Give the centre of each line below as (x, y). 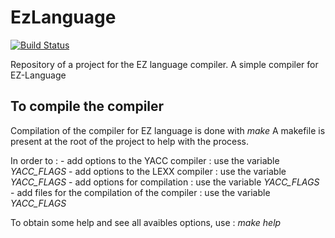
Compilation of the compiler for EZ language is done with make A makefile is (168, 130)
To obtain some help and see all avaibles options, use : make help (146, 222)
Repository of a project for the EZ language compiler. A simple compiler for (164, 64)
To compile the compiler (87, 106)
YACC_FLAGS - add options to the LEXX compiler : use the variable (148, 171)
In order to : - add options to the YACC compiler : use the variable (145, 160)
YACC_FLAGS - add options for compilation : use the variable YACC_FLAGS (165, 182)
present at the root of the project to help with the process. (130, 141)
